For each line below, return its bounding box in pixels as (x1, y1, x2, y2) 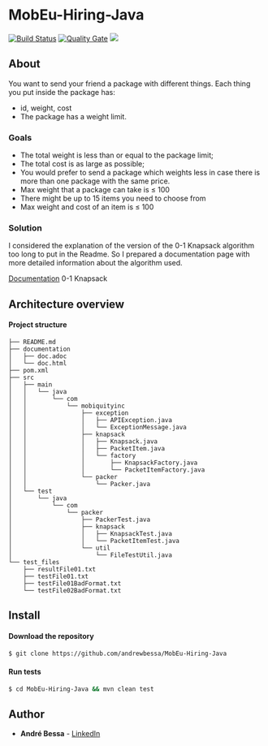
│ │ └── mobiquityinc (8, 402, 126, 410)
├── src (8, 373, 35, 382)
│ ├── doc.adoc (8, 351, 67, 360)
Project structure (8, 320, 67, 330)
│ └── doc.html (8, 359, 67, 367)
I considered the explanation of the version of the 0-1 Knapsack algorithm (8, 241, 254, 251)
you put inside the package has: (8, 87, 116, 97)
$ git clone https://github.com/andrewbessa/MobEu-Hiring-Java (8, 649, 227, 658)
